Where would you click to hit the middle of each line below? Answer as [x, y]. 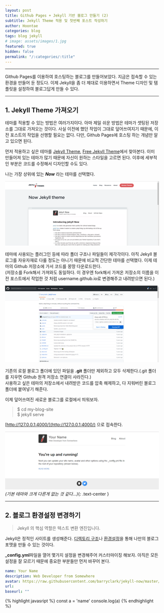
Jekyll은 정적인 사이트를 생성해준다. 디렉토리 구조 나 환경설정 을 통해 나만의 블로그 [82, 538]
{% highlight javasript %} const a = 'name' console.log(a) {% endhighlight [79, 601]
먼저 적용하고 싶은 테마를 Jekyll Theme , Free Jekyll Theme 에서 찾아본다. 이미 [80, 152]
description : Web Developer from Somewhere [50, 576]
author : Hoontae [21, 26]
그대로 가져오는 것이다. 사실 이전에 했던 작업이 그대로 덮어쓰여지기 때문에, [84, 129]
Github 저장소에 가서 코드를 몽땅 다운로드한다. [58, 266]
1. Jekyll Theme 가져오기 [42, 110]
